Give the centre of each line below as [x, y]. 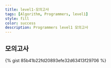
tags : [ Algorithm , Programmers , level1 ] [47, 14]
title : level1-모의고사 [27, 9]
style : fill [17, 18]
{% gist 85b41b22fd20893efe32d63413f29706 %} [56, 60]
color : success [20, 23]
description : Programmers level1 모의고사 [47, 28]
